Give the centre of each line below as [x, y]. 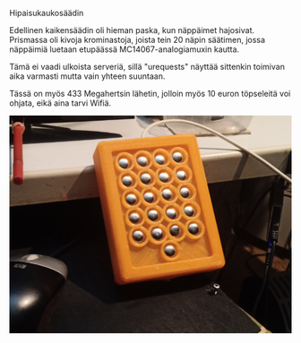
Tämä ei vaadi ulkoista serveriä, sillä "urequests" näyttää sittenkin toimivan [147, 67]
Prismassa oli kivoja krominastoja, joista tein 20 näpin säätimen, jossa [138, 40]
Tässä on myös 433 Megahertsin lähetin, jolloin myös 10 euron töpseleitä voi [150, 94]
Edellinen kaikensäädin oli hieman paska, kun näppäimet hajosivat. [132, 30]
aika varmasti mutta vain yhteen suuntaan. [87, 76]
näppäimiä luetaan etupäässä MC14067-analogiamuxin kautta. [125, 49]
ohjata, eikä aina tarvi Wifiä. [60, 103]
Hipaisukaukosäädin [47, 13]
